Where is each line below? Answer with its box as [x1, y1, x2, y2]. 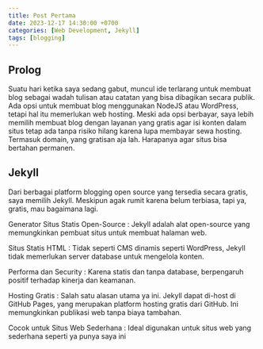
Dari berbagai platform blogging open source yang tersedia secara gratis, [8, 187, 248, 197]
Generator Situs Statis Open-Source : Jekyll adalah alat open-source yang [8, 219, 250, 228]
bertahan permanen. [8, 144, 75, 153]
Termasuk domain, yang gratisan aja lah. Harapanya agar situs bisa [8, 135, 227, 144]
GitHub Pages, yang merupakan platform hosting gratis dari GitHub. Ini [8, 299, 239, 309]
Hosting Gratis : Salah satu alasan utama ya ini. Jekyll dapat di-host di [8, 290, 236, 300]
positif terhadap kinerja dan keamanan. [8, 275, 136, 285]
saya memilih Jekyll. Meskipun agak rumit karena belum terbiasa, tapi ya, [8, 195, 247, 205]
